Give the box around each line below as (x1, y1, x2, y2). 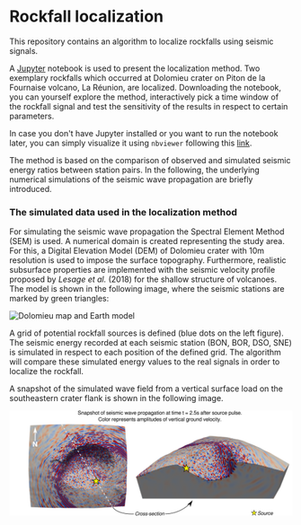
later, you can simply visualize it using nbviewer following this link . (9, 137, 252, 148)
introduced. (9, 183, 52, 194)
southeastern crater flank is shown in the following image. (9, 393, 224, 404)
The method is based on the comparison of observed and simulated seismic (9, 154, 291, 165)
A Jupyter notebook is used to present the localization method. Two (9, 63, 261, 74)
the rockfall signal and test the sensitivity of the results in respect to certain (9, 101, 288, 111)
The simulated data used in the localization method (9, 206, 238, 218)
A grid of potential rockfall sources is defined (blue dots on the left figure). (9, 328, 285, 338)
